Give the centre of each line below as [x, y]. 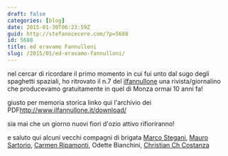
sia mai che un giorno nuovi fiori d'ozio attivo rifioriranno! [91, 123]
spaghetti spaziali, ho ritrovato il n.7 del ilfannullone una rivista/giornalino [114, 81]
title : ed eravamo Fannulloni [52, 47]
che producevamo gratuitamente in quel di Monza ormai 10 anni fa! [105, 89]
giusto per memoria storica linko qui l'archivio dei [79, 102]
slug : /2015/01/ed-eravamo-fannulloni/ [66, 54]
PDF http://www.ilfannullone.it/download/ [67, 110]
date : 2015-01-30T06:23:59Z [49, 27]
